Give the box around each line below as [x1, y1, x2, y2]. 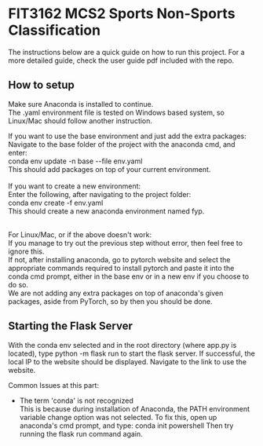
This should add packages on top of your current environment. [8, 164, 211, 174]
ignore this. [8, 247, 45, 256]
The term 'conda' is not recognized [19, 396, 133, 405]
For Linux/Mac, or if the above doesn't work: [8, 229, 152, 239]
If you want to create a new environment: [8, 181, 141, 191]
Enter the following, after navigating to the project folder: [8, 189, 192, 199]
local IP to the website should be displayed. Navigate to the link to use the [8, 356, 247, 366]
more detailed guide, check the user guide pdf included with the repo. [8, 56, 235, 65]
